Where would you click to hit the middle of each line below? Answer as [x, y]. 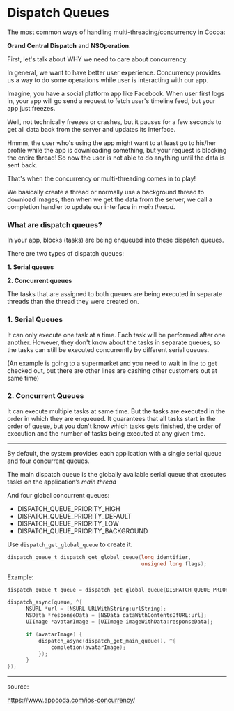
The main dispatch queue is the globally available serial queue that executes [117, 474]
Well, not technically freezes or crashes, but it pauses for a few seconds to [114, 122]
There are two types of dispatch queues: [65, 254]
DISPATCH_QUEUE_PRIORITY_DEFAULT [75, 516]
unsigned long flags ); [174, 564]
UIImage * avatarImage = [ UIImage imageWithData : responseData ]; [119, 622]
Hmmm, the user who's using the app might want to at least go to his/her [112, 143]
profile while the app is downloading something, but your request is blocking [117, 150]
